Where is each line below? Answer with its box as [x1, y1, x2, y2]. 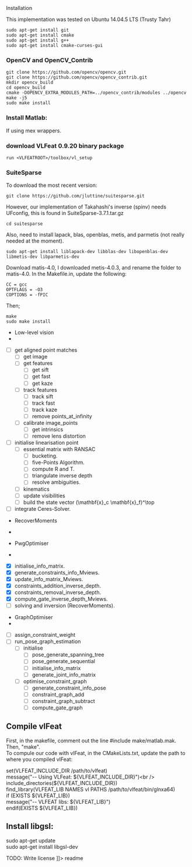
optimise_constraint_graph [23, 678, 88, 685]
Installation [6, 5, 33, 11]
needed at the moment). [6, 237, 64, 244]
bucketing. [32, 452, 58, 459]
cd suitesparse [6, 221, 43, 227]
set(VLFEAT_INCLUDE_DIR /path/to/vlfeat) [6, 767, 108, 774]
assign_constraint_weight [14, 632, 76, 639]
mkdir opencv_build [6, 80, 54, 86]
